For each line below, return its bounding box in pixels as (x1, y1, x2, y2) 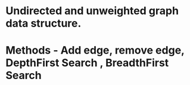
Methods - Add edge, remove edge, (5, 44, 185, 57)
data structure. (5, 17, 82, 30)
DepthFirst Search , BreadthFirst (5, 56, 169, 70)
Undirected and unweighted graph (5, 4, 179, 18)
